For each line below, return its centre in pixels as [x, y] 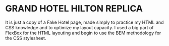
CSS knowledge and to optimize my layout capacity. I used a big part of [79, 27]
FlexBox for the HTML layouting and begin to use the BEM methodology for [83, 33]
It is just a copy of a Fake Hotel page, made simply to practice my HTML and [84, 22]
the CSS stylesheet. [26, 38]
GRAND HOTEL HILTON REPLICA [74, 9]
